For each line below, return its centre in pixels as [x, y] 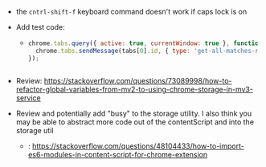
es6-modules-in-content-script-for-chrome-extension [118, 154]
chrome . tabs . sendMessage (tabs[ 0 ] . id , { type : [113, 51]
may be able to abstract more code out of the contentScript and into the [135, 122]
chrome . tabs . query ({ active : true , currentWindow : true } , [129, 43]
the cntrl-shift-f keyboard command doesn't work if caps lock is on [131, 12]
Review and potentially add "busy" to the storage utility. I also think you [134, 113]
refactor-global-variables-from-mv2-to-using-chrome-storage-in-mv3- [134, 89]
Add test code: [41, 27]
